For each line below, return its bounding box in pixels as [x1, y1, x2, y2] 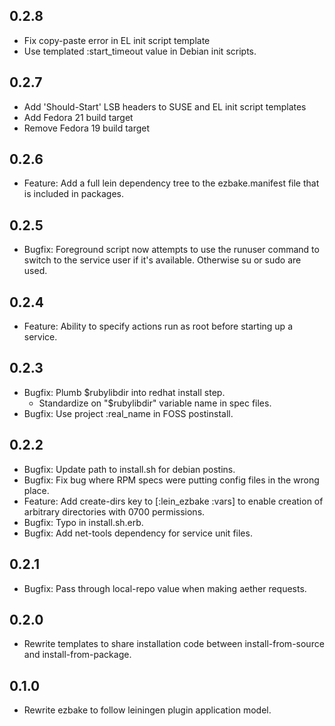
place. [23, 484, 50, 496]
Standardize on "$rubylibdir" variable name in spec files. [38, 397, 272, 409]
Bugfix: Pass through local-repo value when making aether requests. [23, 582, 307, 594]
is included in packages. [23, 188, 124, 200]
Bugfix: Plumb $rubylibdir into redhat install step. [23, 386, 226, 398]
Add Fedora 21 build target [23, 111, 134, 123]
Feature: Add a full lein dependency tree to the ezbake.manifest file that [23, 177, 320, 189]
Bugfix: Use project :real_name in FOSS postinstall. [23, 407, 234, 419]
